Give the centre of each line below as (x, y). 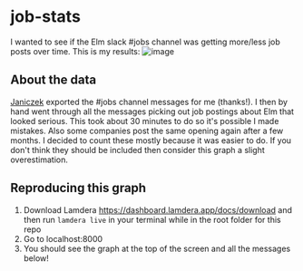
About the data (54, 80)
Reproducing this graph (78, 188)
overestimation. (39, 160)
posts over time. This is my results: (75, 51)
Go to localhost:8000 (63, 238)
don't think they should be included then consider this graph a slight (138, 150)
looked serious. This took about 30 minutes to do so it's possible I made (145, 121)
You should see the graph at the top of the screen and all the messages (157, 248)
